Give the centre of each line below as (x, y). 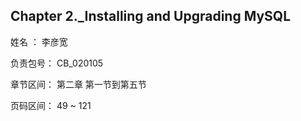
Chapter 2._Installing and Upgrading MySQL (151, 16)
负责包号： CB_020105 (57, 63)
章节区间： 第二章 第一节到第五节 (78, 84)
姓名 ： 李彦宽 (39, 41)
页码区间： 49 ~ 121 (51, 105)
